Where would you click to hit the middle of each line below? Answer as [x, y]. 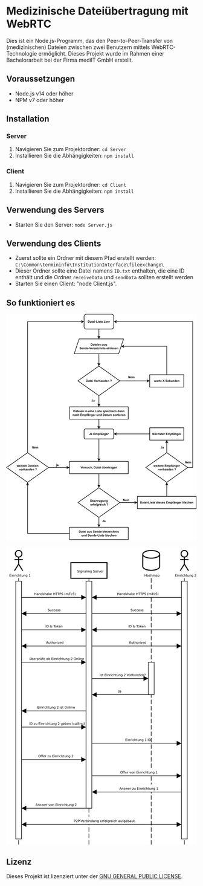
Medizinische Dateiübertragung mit [97, 11]
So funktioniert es [41, 302]
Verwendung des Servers [55, 210]
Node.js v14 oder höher [44, 93]
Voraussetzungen [41, 79]
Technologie [22, 53]
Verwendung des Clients [54, 243]
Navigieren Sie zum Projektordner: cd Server [71, 149]
